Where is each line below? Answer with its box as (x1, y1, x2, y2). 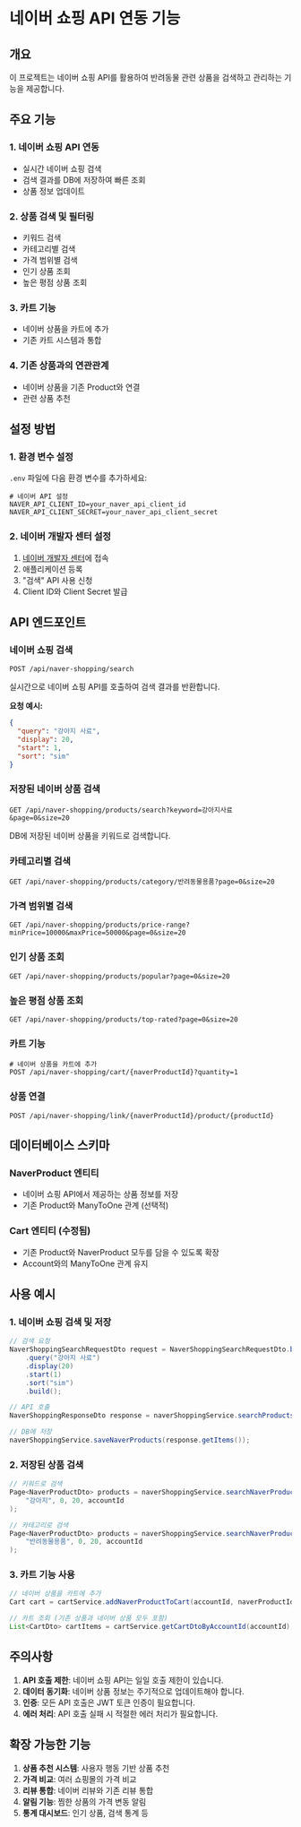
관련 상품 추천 (21, 392, 71, 403)
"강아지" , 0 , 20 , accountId (25, 1495, 125, 1505)
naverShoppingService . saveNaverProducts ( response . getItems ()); (9, 1435, 251, 1444)
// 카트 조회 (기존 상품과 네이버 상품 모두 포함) (9, 1614, 168, 1623)
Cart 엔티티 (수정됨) (9, 1225, 91, 1237)
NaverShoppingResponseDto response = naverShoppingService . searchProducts (9, 1411, 295, 1420)
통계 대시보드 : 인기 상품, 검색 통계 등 (21, 1807, 150, 1818)
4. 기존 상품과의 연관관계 (9, 359, 109, 372)
